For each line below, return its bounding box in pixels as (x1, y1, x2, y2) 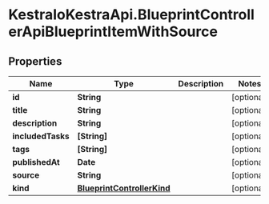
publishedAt (12, 157, 60, 167)
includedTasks (12, 130, 70, 142)
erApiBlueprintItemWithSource (8, 22, 219, 41)
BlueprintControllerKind (77, 182, 171, 194)
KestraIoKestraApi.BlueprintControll (8, 6, 255, 24)
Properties (8, 54, 62, 68)
